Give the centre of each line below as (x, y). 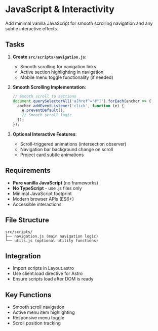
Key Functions (28, 295)
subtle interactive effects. (32, 28)
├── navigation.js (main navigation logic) (52, 236)
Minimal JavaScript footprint (42, 194)
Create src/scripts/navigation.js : (49, 57)
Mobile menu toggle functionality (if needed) (67, 77)
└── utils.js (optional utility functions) (52, 241)
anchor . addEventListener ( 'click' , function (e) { (71, 106)
